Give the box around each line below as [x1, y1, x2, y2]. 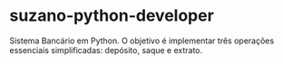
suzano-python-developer [9, 5, 215, 26]
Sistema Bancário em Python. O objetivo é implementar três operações [9, 35, 275, 46]
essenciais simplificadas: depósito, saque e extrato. [9, 44, 203, 55]
